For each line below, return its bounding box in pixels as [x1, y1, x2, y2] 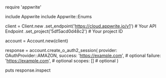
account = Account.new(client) [5, 38, 68, 44]
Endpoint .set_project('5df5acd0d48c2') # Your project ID [5, 28, 123, 34]
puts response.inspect [5, 67, 51, 73]
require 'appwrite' [5, 4, 42, 10]
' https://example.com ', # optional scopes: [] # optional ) [5, 58, 119, 63]
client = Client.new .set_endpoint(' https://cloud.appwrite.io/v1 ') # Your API [5, 23, 157, 29]
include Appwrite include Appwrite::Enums [5, 14, 92, 19]
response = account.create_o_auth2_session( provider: [5, 48, 117, 53]
